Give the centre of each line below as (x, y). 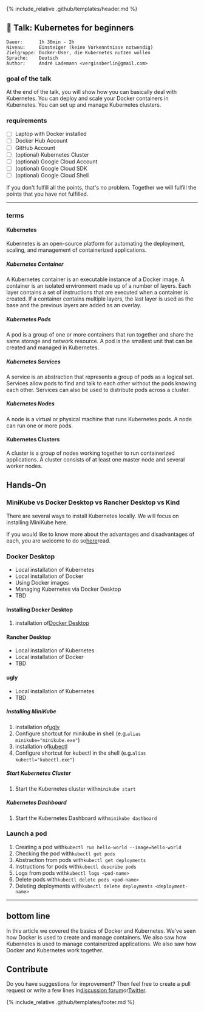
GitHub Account (35, 148)
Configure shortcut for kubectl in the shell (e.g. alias (80, 753)
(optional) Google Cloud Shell (52, 175)
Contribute (27, 970)
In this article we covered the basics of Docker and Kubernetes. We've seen (101, 931)
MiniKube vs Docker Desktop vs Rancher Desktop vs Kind (93, 502)
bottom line (28, 916)
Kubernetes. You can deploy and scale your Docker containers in (87, 98)
